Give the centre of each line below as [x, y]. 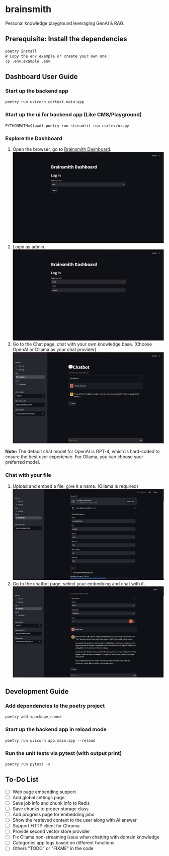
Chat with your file [28, 475]
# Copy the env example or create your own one [56, 56]
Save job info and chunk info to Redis [51, 803]
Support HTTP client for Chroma [46, 826]
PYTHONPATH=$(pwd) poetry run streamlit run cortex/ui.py [67, 126]
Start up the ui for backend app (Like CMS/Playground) [73, 115]
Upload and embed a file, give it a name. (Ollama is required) [75, 486]
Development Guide [37, 692]
